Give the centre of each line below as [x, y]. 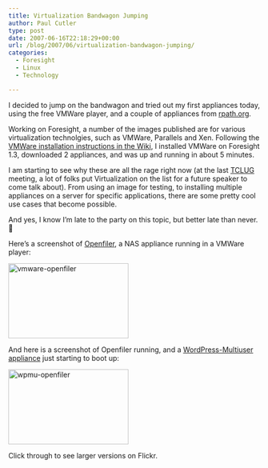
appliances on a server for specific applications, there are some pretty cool [132, 195]
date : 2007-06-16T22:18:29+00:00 [64, 38]
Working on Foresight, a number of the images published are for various [127, 129]
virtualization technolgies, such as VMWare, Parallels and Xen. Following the [134, 138]
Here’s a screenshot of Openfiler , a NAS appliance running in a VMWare [126, 243]
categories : [28, 53]
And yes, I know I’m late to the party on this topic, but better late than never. [133, 219]
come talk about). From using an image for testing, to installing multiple [125, 187]
